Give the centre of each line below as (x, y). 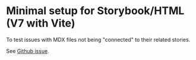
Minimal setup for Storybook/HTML (95, 11)
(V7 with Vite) (41, 23)
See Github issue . (28, 51)
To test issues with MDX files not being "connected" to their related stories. (98, 39)
